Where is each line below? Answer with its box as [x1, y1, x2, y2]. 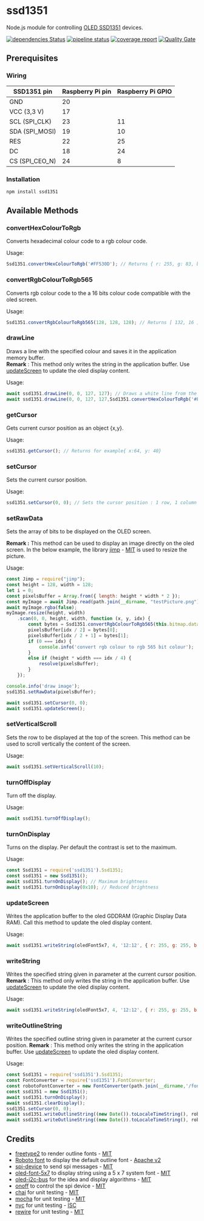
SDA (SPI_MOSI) [9, 127, 56, 136]
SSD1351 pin [13, 87, 53, 95]
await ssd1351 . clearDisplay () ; [6, 1100, 86, 1106]
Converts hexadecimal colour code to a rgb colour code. [6, 238, 148, 245]
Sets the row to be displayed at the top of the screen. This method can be [6, 733, 191, 741]
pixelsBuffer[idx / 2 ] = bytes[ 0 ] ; [28, 627, 118, 633]
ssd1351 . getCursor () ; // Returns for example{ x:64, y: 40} [6, 448, 162, 454]
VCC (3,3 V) [9, 107, 44, 116]
